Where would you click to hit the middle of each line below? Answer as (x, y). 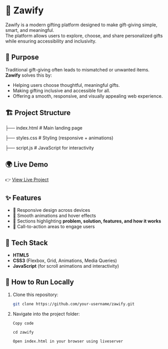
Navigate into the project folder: (46, 314)
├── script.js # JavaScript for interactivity (50, 148)
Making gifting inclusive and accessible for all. (61, 90)
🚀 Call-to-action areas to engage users (54, 227)
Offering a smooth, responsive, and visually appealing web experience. (88, 96)
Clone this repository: (35, 295)
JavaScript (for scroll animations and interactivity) (66, 266)
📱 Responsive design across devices (51, 210)
